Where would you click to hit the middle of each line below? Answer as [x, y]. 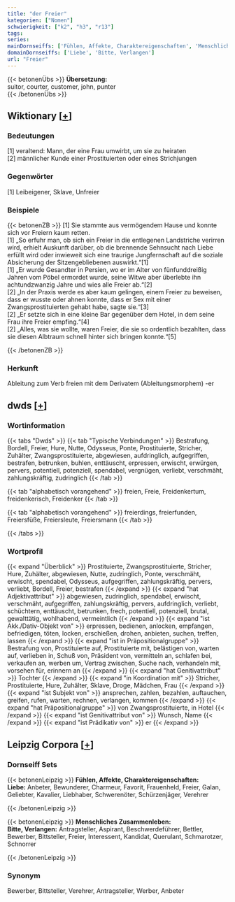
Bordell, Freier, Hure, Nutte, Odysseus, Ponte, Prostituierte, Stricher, [105, 448]
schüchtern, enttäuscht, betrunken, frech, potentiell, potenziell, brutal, [108, 611]
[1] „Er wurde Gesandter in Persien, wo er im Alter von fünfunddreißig [107, 270]
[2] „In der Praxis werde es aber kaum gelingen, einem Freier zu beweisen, [115, 292]
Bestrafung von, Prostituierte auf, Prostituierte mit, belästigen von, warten [113, 648]
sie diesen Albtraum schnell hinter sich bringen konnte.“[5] [92, 337]
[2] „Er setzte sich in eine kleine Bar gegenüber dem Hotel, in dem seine [111, 315]
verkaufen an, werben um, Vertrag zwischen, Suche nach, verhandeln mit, [114, 663]
